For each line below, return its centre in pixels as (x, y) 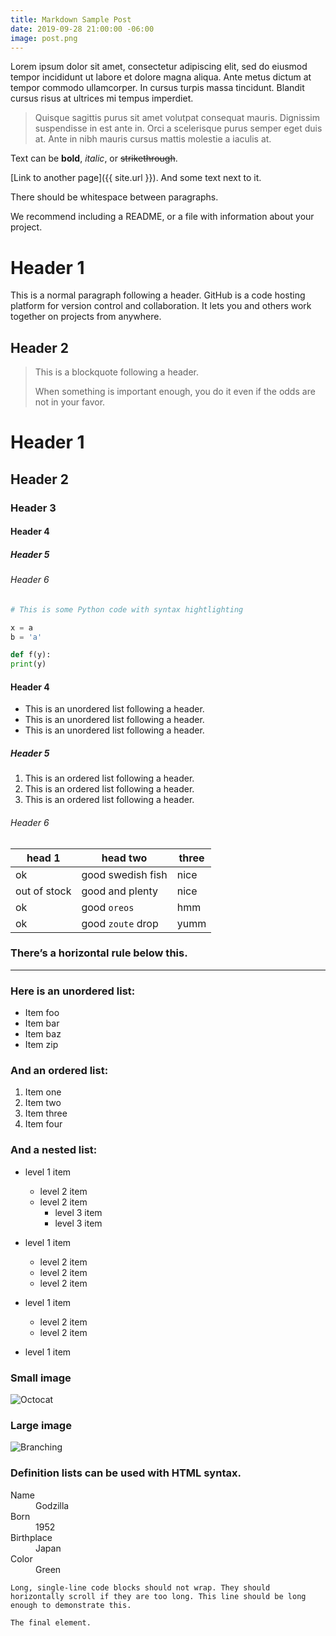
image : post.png (44, 38)
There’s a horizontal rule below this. (99, 953)
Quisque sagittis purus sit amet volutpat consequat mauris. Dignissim (177, 118)
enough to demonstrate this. (71, 1605)
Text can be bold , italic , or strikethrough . (94, 158)
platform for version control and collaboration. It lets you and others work (161, 306)
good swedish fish (124, 874)
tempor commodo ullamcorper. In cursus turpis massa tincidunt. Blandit (157, 88)
